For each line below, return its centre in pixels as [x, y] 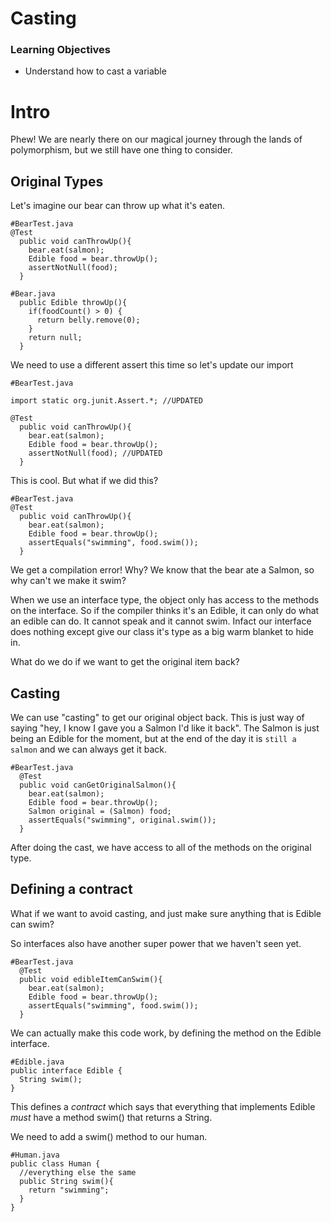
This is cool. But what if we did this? [84, 481]
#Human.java [35, 1155]
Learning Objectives [61, 50]
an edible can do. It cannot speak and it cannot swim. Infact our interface [161, 621]
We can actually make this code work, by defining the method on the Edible [166, 1033]
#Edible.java [37, 1062]
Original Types [57, 181]
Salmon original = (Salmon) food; [100, 812]
